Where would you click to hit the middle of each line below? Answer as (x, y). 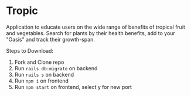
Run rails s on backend (44, 74)
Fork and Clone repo (39, 62)
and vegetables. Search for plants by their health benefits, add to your (91, 33)
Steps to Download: (30, 50)
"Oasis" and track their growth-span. (51, 39)
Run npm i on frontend (41, 81)
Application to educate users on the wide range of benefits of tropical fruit (96, 27)
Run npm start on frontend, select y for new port (73, 87)
